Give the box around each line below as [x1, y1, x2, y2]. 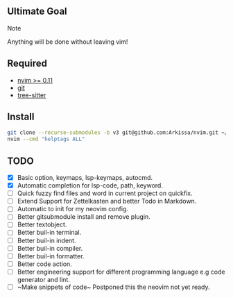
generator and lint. [17, 275, 71, 283]
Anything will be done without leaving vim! [7, 38, 128, 46]
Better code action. [17, 260, 73, 268]
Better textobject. [17, 220, 67, 229]
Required [7, 58, 47, 69]
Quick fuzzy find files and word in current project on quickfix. [17, 189, 193, 197]
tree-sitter [17, 90, 46, 99]
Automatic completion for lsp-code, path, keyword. [17, 181, 163, 190]
